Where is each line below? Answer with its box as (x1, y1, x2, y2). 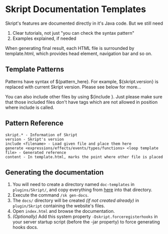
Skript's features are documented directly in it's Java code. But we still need (5, 20, 163, 26)
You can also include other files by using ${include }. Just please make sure (5, 93, 162, 99)
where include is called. (5, 104, 54, 110)
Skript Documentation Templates (5, 4, 146, 15)
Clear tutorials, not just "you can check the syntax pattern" (12, 30, 135, 36)
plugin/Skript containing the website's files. (12, 203, 105, 209)
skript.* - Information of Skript (5, 132, 78, 137)
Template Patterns (5, 65, 64, 74)
